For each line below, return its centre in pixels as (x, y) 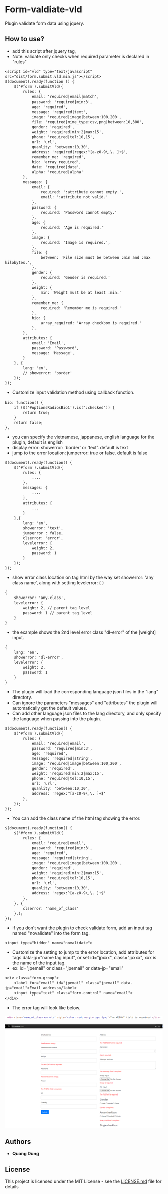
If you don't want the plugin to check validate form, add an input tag (82, 928)
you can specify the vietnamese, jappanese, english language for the (83, 437)
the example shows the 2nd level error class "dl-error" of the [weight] (84, 632)
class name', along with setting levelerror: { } (58, 583)
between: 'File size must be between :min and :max (96, 257)
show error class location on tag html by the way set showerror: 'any (83, 577)
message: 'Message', (53, 353)
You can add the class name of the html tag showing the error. (76, 818)
